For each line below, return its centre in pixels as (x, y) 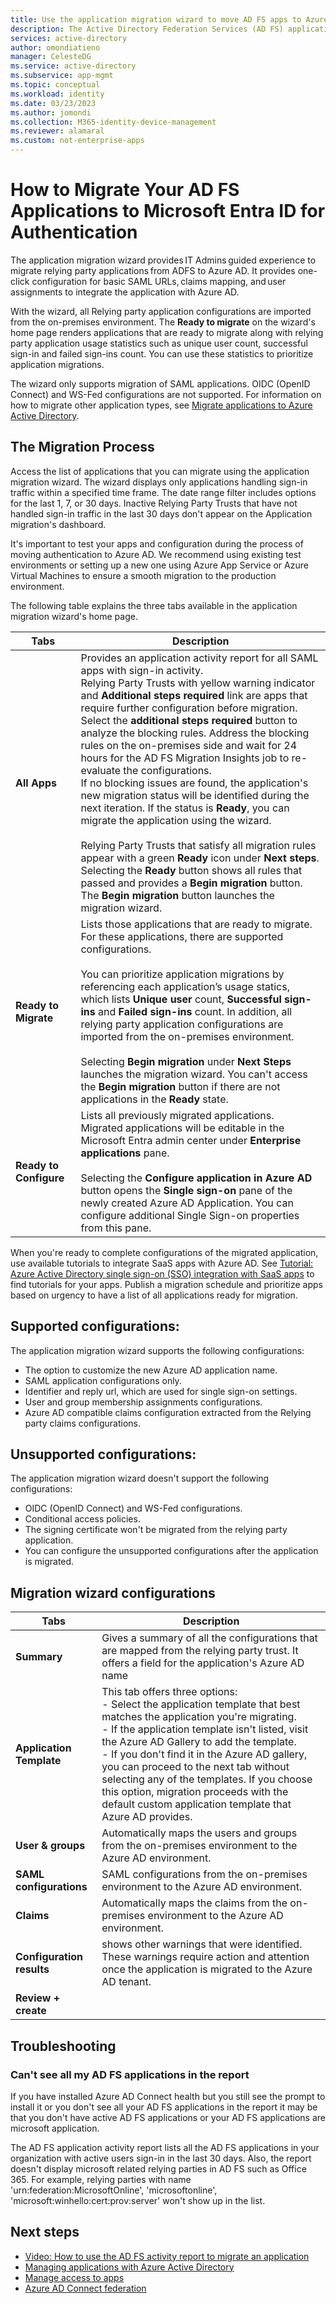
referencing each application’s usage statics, (185, 986)
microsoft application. (55, 2128)
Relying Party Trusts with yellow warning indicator (198, 683)
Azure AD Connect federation (85, 2288)
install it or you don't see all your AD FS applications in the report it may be (164, 2107)
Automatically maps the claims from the (194, 1903)
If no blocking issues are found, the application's (194, 783)
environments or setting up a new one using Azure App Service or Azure (159, 565)
